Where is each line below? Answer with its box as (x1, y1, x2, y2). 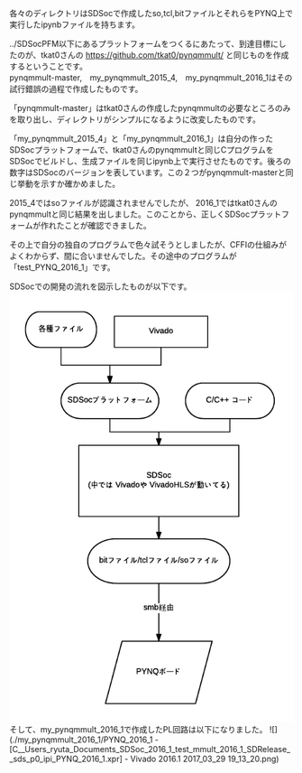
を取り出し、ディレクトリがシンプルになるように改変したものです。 (9, 114, 261, 125)
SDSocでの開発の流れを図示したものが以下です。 (9, 281, 192, 292)
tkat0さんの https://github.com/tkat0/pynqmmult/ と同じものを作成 (40, 50, 289, 61)
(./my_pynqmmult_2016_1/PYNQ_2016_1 (9, 734, 153, 745)
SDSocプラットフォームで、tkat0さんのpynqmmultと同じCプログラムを (9, 144, 274, 155)
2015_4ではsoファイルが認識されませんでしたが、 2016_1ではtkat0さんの (9, 198, 278, 208)
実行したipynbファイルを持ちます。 (9, 19, 141, 30)
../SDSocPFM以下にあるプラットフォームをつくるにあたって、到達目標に (9, 39, 279, 49)
